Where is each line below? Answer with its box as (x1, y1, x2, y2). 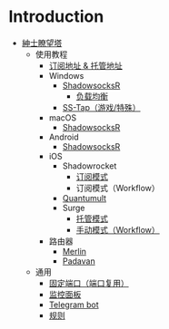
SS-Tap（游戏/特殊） (62, 102, 142, 112)
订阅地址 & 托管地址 (48, 60, 124, 71)
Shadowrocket (62, 160, 117, 171)
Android (48, 131, 79, 142)
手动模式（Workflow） (75, 224, 160, 235)
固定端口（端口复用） (48, 277, 129, 288)
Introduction (8, 6, 104, 27)
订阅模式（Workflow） (75, 182, 160, 193)
